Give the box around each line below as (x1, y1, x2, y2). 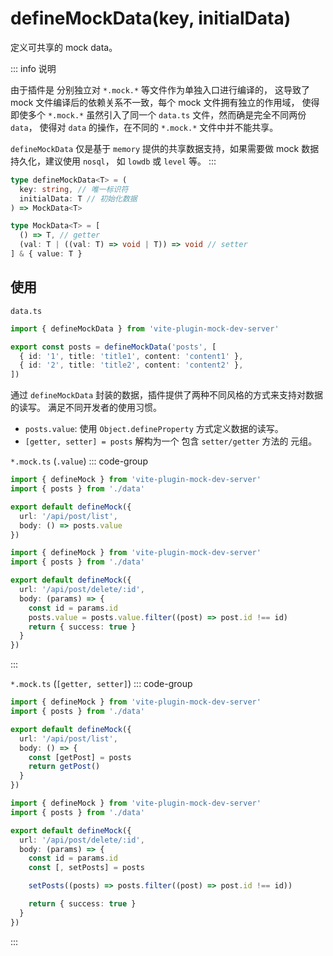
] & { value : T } (10, 249, 83, 259)
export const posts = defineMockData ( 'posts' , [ (10, 342, 217, 352)
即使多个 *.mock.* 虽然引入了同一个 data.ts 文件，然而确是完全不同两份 (10, 108, 307, 121)
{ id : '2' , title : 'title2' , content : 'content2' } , (19, 360, 244, 371)
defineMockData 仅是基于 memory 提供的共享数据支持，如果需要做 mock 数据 (10, 142, 320, 154)
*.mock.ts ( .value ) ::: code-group (10, 455, 148, 467)
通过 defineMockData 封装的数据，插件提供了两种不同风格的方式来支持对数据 (10, 389, 324, 401)
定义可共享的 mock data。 (10, 41, 118, 53)
